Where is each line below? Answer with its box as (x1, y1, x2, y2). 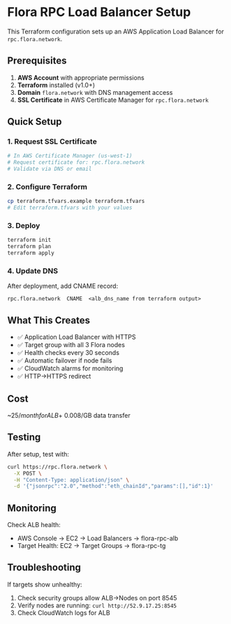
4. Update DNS (7, 266, 58, 275)
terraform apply (7, 250, 54, 257)
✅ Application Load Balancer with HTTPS (17, 333, 136, 342)
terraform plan (7, 243, 52, 250)
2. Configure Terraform (7, 182, 87, 192)
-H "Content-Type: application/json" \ (13, 476, 130, 483)
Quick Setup (7, 116, 62, 128)
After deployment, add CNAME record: (7, 282, 119, 290)
